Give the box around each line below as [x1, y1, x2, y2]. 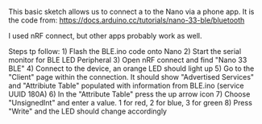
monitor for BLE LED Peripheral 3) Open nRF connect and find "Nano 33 [8, 56, 247, 64]
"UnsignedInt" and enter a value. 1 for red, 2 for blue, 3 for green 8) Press [8, 98, 252, 107]
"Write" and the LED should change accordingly [8, 106, 168, 116]
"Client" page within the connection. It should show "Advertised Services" [8, 72, 255, 81]
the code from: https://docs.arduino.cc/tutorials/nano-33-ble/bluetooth [8, 15, 245, 25]
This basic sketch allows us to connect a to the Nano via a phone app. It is [8, 7, 255, 16]
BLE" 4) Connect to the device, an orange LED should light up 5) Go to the [8, 64, 255, 73]
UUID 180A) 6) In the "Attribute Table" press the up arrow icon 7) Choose [8, 89, 251, 99]
